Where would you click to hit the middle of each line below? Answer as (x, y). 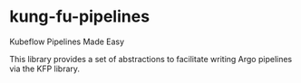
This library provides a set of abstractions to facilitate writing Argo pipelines (151, 59)
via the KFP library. (44, 69)
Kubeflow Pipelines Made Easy (67, 41)
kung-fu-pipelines (80, 17)
